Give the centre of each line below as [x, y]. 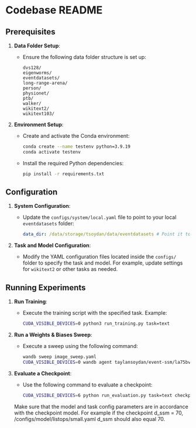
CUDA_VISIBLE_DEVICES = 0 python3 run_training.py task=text [96, 324]
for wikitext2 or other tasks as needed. [70, 269]
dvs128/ [32, 68]
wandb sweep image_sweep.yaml [60, 357]
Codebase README [54, 10]
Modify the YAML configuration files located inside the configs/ [99, 257]
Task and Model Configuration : [52, 245]
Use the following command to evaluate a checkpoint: [87, 384]
